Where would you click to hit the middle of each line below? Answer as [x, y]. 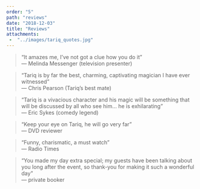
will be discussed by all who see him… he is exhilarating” [92, 106]
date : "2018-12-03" [31, 23]
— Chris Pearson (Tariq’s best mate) [66, 88]
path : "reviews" [27, 18]
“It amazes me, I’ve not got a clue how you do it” [82, 57]
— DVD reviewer [42, 131]
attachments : [23, 34]
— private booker [43, 180]
